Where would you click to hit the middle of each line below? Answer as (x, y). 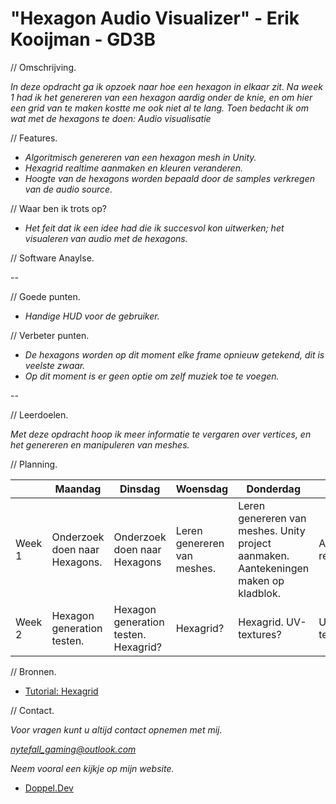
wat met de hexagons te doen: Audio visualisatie (111, 118)
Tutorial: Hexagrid (61, 691)
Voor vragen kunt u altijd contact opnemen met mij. (116, 729)
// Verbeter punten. (50, 335)
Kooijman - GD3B (83, 39)
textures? (260, 634)
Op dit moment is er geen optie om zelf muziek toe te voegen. (152, 376)
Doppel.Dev (49, 788)
